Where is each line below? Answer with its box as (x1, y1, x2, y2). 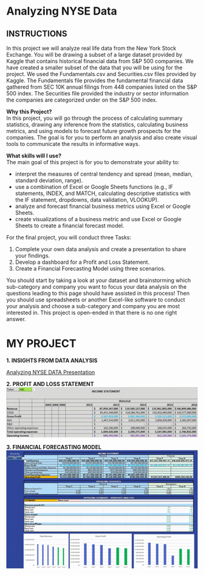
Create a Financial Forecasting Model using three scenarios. (15, 265, 166, 272)
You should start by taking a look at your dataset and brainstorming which (6, 277, 191, 284)
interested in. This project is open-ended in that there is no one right (6, 309, 177, 316)
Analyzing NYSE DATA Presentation (6, 368, 95, 376)
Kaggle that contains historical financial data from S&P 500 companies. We (6, 58, 194, 64)
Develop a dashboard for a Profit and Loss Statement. (15, 258, 150, 266)
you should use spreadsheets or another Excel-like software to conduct (6, 296, 185, 303)
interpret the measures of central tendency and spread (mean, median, (15, 170, 193, 177)
